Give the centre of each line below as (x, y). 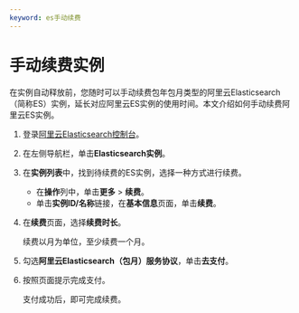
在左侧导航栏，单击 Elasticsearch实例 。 (96, 153)
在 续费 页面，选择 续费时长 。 (74, 222)
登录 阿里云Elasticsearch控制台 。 (83, 134)
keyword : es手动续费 (45, 18)
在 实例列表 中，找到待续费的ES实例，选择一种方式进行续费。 (134, 172)
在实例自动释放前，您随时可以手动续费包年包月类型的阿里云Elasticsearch (145, 92)
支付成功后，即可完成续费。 (74, 299)
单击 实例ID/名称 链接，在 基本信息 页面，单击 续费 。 (128, 203)
